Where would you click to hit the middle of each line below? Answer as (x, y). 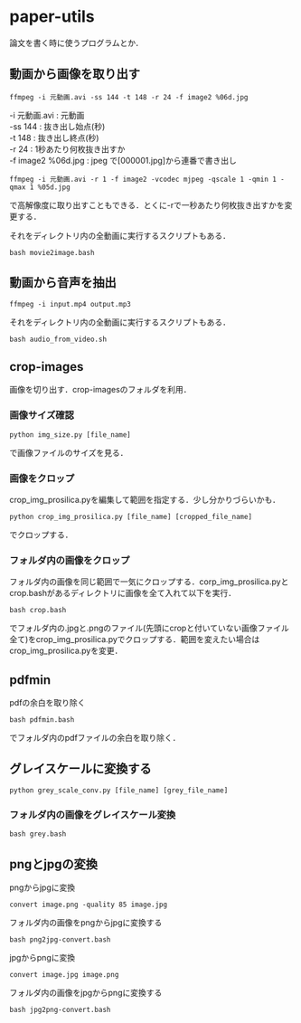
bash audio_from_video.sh (58, 339)
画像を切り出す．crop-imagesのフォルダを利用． (100, 390)
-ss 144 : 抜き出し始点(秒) (57, 126)
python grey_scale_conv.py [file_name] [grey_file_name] (119, 790)
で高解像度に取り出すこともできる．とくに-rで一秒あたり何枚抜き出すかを (147, 204)
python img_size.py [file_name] (70, 435)
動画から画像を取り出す (75, 74)
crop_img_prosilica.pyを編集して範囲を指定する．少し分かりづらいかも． (145, 499)
